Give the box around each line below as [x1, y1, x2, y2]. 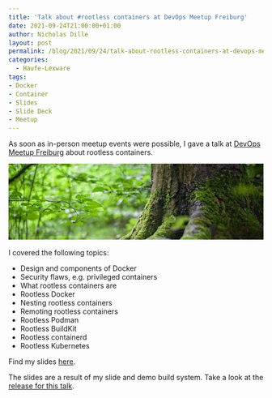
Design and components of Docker [19, 263, 138, 273]
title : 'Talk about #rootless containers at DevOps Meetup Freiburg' [8, 13, 249, 21]
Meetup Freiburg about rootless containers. [8, 148, 154, 157]
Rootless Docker [19, 289, 75, 299]
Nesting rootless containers [19, 298, 113, 308]
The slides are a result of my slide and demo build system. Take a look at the [8, 373, 264, 383]
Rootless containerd [19, 332, 87, 342]
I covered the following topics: [8, 248, 109, 258]
